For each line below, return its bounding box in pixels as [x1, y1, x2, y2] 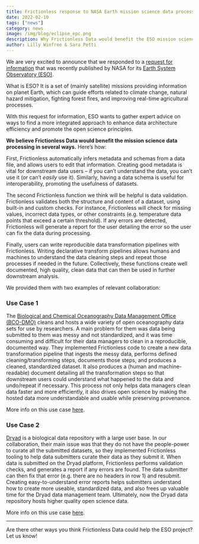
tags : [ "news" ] [6, 20, 44, 26]
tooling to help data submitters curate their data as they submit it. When [6, 453, 181, 461]
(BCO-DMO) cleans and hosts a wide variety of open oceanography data [6, 319, 184, 326]
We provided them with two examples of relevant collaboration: [6, 284, 161, 291]
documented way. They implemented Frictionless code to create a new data [6, 344, 191, 351]
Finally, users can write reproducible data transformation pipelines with [6, 241, 179, 248]
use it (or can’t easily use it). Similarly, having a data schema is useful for [6, 174, 184, 181]
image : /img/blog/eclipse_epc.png [6, 31, 92, 37]
